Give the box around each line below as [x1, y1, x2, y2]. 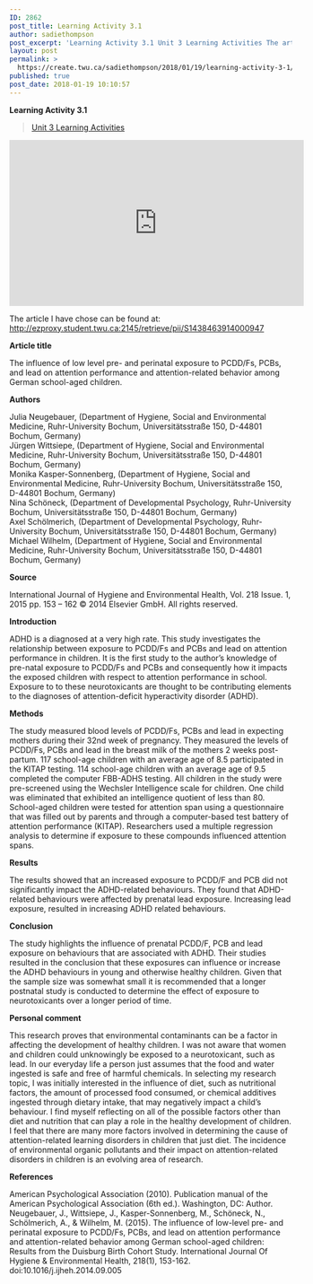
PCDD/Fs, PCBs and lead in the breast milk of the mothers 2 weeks [9, 744, 257, 755]
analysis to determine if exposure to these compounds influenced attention [9, 830, 287, 841]
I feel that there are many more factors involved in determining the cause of [9, 1125, 289, 1136]
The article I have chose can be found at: [9, 313, 161, 324]
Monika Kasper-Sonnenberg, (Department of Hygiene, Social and [9, 468, 251, 479]
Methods [9, 708, 44, 719]
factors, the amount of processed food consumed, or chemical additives [9, 1087, 276, 1097]
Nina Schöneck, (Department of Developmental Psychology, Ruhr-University [9, 497, 291, 508]
